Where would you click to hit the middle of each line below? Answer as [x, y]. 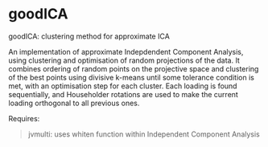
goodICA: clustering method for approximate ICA [89, 36]
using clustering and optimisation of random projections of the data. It [124, 60]
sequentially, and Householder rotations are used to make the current [124, 94]
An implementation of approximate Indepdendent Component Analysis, [126, 51]
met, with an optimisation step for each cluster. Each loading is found [123, 86]
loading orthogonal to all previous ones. [74, 103]
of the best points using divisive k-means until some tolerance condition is [132, 77]
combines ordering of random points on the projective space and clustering [134, 68]
